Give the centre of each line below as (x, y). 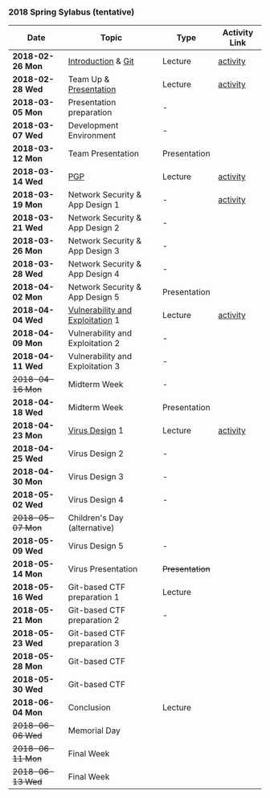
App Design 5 (94, 297)
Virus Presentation (103, 569)
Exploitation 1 (94, 320)
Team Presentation (103, 153)
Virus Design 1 (96, 430)
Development (93, 125)
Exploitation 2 (94, 344)
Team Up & (89, 79)
